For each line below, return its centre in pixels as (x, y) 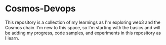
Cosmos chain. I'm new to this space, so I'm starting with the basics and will (83, 27)
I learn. (12, 38)
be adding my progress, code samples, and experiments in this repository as (83, 33)
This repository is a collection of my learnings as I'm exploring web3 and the (83, 22)
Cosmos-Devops (41, 9)
